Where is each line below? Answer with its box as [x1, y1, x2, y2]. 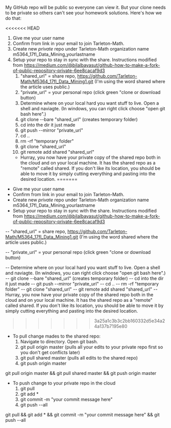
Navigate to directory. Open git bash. [20, 339, 98, 344]
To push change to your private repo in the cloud [12, 380, 116, 386]
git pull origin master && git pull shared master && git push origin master [5, 370, 157, 376]
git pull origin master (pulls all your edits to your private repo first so [20, 344, 163, 350]
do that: [5, 15, 22, 21]
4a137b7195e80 [94, 323, 128, 329]
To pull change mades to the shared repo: [12, 333, 101, 339]
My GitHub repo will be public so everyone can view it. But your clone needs [5, 5, 166, 10]
